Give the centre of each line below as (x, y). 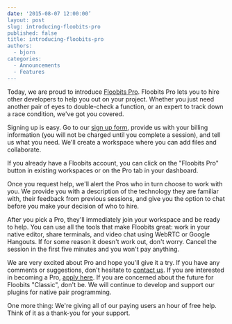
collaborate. (24, 149)
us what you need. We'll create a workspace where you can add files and (112, 142)
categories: (24, 59)
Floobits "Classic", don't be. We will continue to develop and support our (111, 284)
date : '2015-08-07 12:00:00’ (49, 14)
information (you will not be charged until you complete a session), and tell (114, 135)
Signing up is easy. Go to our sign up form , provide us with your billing (108, 127)
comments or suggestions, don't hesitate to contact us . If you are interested (116, 270)
